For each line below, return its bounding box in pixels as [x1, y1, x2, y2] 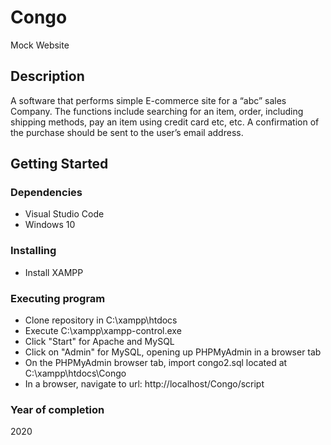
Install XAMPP [24, 266, 84, 278]
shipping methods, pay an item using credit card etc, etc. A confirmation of [10, 116, 320, 128]
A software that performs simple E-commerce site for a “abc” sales [10, 94, 287, 106]
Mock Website [10, 39, 70, 51]
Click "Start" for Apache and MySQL [24, 336, 175, 348]
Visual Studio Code [24, 208, 105, 220]
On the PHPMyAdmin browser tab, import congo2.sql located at [24, 357, 288, 369]
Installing [10, 244, 57, 258]
